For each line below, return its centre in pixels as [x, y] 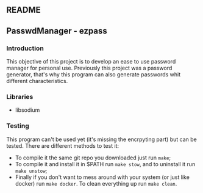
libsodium [27, 110]
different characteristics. [37, 81]
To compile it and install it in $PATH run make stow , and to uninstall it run [105, 164]
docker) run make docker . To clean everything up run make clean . [96, 183]
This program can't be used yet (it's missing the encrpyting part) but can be [101, 139]
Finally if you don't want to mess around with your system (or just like [102, 177]
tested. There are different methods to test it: [63, 145]
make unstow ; [31, 170]
